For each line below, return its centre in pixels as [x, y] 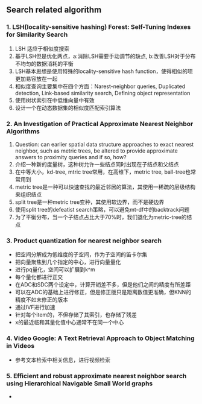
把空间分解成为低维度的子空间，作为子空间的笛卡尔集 [81, 254]
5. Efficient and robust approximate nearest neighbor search [96, 376]
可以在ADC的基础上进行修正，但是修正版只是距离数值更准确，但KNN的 [103, 292]
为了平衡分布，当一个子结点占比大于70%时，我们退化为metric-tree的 [101, 217]
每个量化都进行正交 [39, 277]
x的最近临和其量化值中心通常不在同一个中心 [69, 323]
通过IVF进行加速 [35, 308]
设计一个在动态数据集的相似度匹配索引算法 [68, 107]
